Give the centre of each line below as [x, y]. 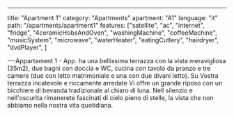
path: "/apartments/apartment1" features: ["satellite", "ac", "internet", [106, 25]
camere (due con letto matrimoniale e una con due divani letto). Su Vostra [113, 76]
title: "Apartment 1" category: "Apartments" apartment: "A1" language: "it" [112, 18]
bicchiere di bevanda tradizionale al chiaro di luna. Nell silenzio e [100, 90]
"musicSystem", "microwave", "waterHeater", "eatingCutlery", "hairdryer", [113, 40]
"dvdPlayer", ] [27, 47]
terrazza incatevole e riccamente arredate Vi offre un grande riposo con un [115, 83]
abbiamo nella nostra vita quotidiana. [60, 105]
